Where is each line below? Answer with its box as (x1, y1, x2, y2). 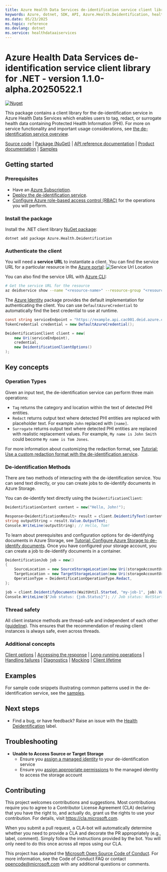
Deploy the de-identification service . (12, 192, 88, 198)
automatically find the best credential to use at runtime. (5, 307, 118, 313)
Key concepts (5, 363, 49, 372)
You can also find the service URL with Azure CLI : (5, 274, 107, 280)
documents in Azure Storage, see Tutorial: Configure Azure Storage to (5, 537, 149, 543)
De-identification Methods (5, 463, 71, 470)
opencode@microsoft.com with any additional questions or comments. (5, 861, 150, 867)
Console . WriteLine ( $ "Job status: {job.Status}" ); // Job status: (5, 594, 143, 599)
